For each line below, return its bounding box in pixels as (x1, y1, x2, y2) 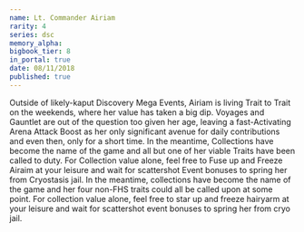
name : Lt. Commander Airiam (9, 13, 116, 23)
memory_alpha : (9, 38, 64, 48)
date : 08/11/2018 (9, 64, 75, 73)
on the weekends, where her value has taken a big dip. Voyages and (9, 106, 265, 118)
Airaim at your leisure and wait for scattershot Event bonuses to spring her (9, 164, 288, 175)
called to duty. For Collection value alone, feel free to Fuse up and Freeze (9, 155, 283, 166)
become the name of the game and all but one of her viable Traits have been (9, 145, 296, 156)
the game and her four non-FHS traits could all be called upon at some (9, 183, 273, 195)
